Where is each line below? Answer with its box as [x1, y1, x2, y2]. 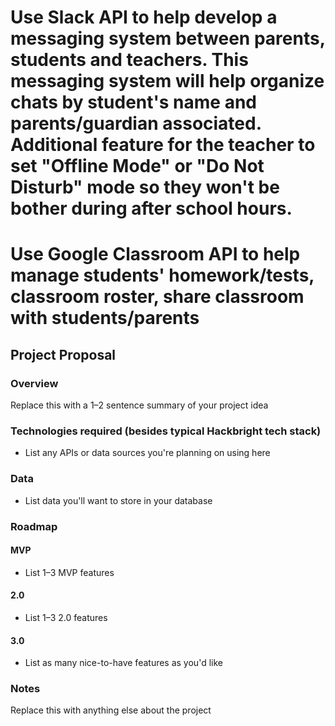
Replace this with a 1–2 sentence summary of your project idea [10, 399, 269, 411]
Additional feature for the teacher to [10, 134, 316, 156]
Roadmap [10, 519, 58, 533]
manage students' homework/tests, [10, 264, 315, 287]
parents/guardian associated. [10, 112, 262, 135]
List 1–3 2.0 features [24, 611, 108, 623]
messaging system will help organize [10, 70, 325, 93]
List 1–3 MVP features [24, 566, 115, 578]
